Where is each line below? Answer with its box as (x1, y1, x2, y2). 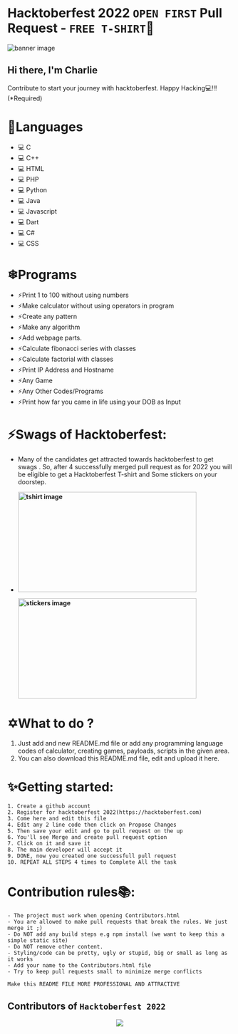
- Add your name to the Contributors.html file (7, 962, 152, 969)
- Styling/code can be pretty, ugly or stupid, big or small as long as (7, 949, 228, 957)
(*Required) (7, 94, 43, 103)
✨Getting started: (7, 778, 114, 795)
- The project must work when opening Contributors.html (7, 912, 180, 919)
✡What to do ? (7, 715, 94, 731)
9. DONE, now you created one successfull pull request (7, 852, 177, 860)
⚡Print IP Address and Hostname (17, 365, 114, 374)
